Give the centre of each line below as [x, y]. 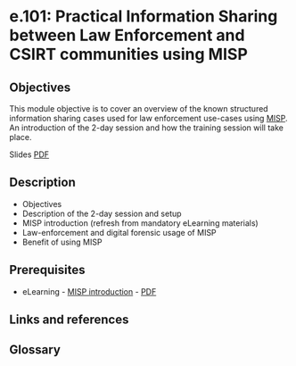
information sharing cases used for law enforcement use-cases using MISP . [148, 118]
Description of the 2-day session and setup [102, 213]
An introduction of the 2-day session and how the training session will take [146, 128]
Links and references [69, 320]
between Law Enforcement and [127, 35]
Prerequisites [47, 270]
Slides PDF [29, 154]
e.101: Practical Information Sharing [144, 17]
